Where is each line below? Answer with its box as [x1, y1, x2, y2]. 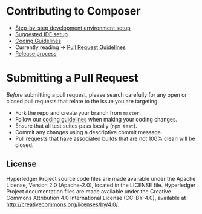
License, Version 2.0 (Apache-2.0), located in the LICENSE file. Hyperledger [6, 181, 196, 189]
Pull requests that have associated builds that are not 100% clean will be [15, 135, 195, 142]
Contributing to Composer [6, 4, 141, 18]
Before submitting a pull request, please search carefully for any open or [6, 91, 187, 98]
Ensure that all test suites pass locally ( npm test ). [15, 122, 137, 129]
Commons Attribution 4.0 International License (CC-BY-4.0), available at [6, 194, 186, 201]
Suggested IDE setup [15, 30, 68, 37]
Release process [15, 50, 57, 57]
